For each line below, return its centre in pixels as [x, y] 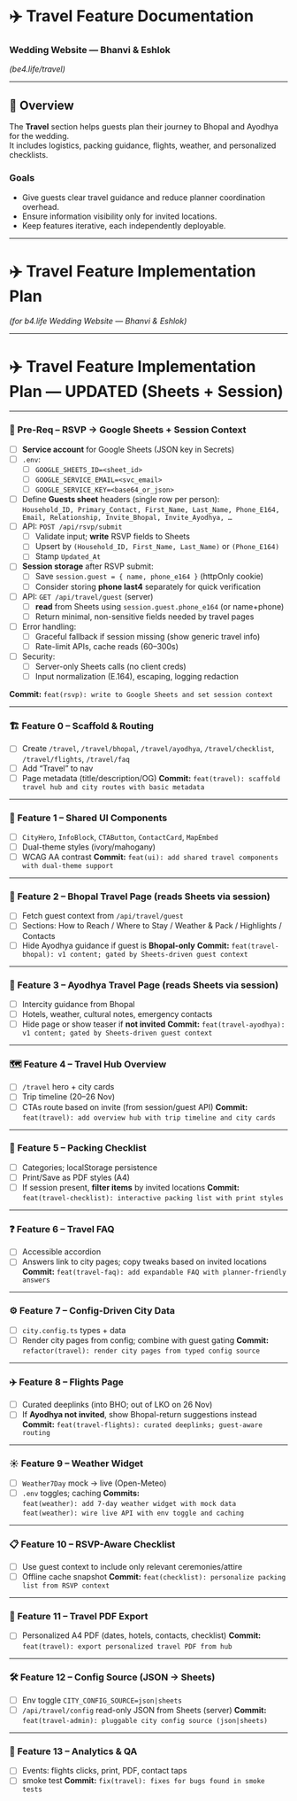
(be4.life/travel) [38, 69]
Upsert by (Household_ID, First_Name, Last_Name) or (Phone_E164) [157, 547]
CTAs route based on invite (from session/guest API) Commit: [135, 1106]
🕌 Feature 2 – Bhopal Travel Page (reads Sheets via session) [140, 897]
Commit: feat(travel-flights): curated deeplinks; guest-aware [142, 1424]
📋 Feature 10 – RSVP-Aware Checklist [92, 1544]
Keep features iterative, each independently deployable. [124, 225]
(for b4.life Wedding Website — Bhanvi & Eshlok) [98, 321]
